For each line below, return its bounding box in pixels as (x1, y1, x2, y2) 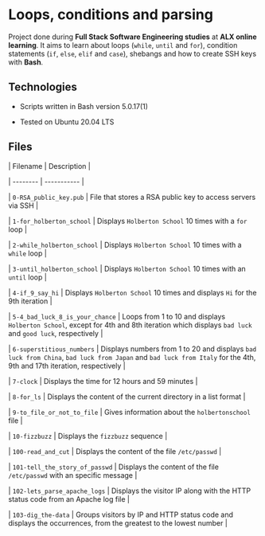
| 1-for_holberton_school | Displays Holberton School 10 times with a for (8, 216, 247, 225)
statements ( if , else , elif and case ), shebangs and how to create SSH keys (8, 49, 257, 58)
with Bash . (8, 57, 44, 67)
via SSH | (8, 201, 39, 210)
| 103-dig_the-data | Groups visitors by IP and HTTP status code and (8, 510, 233, 519)
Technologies (8, 80, 78, 94)
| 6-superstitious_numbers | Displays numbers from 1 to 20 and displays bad (8, 344, 257, 354)
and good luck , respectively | (8, 328, 103, 338)
